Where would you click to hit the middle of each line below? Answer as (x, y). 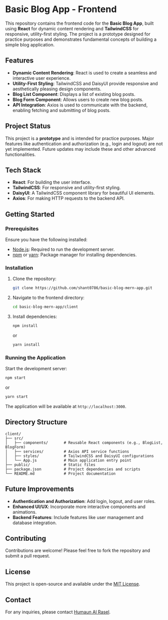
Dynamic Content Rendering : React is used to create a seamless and (85, 73)
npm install (25, 326)
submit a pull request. (28, 556)
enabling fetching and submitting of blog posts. (61, 110)
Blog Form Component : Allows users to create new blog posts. (78, 99)
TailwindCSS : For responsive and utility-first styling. (67, 188)
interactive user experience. (41, 78)
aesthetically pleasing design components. (57, 89)
